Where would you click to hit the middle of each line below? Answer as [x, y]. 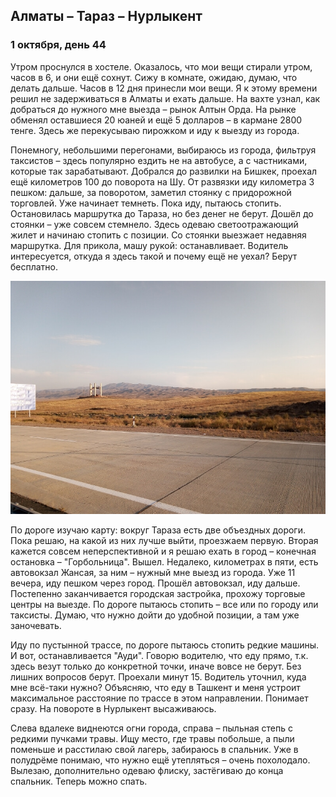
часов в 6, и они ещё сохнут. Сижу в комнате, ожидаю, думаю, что [154, 77]
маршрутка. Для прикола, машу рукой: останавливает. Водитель [149, 245]
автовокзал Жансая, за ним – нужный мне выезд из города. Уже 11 [153, 573]
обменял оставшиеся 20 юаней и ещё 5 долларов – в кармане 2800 [156, 120]
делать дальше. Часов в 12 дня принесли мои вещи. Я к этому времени [164, 88]
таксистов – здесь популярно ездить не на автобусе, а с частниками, [159, 160]
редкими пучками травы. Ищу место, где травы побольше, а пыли [152, 739]
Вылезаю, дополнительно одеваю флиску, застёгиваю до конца [147, 771]
